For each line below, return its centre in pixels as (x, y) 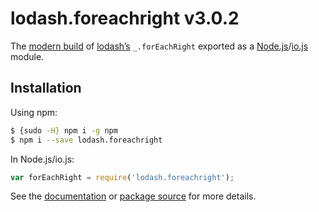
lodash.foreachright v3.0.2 (125, 18)
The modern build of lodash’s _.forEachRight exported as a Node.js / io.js (159, 46)
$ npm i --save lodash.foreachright (86, 140)
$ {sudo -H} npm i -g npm (64, 130)
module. (27, 56)
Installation (46, 88)
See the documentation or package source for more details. (133, 196)
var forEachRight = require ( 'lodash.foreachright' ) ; (122, 177)
